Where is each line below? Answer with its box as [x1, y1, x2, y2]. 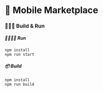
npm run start [5, 52, 35, 57]
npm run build [5, 82, 35, 87]
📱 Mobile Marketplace [5, 5, 98, 16]
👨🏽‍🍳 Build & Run [5, 23, 45, 30]
